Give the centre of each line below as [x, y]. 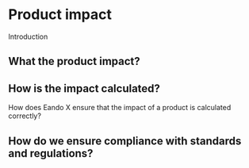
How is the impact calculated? [84, 88]
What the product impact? [74, 61]
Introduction [28, 36]
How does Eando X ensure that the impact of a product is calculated [120, 108]
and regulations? [51, 153]
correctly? [25, 116]
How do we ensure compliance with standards [125, 141]
